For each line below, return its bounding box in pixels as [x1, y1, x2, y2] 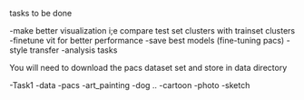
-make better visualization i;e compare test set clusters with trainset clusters [9, 25, 296, 35]
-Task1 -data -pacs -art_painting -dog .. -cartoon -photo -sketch [9, 80, 250, 90]
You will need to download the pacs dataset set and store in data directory [9, 63, 288, 73]
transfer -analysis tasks [29, 45, 118, 55]
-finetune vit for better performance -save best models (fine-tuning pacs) [9, 35, 285, 45]
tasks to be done [9, 8, 73, 18]
